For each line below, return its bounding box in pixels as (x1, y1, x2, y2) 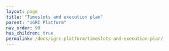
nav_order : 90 (6, 25, 41, 31)
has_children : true (6, 30, 54, 36)
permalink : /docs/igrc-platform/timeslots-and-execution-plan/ (6, 36, 164, 42)
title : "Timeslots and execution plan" (6, 14, 104, 20)
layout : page (6, 8, 38, 15)
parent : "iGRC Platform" (6, 19, 67, 25)
